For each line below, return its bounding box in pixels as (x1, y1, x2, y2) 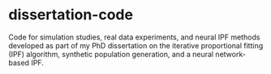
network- (214, 49, 246, 59)
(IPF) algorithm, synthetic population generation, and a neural (8, 49, 213, 59)
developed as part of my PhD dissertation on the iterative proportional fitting (8, 40, 264, 50)
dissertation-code (8, 6, 134, 24)
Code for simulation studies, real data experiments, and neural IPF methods (8, 32, 260, 42)
